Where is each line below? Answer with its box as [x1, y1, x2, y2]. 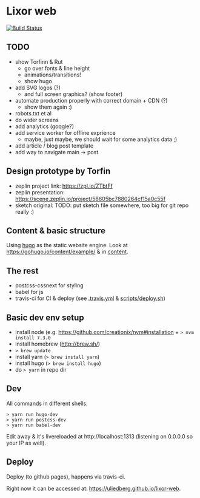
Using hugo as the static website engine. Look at [6, 242, 128, 249]
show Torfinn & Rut [15, 58, 63, 65]
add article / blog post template [15, 142, 94, 149]
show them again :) [24, 103, 73, 111]
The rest [6, 265, 39, 276]
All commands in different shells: [6, 400, 88, 407]
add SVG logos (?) [15, 84, 61, 91]
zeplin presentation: [15, 188, 65, 196]
